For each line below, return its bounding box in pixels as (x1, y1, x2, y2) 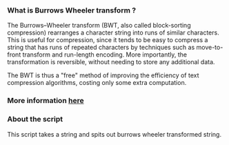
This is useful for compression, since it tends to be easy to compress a (7, 36, 208, 44)
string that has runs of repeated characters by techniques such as (7, 43, 195, 52)
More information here (7, 96, 84, 106)
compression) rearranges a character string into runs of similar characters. (7, 28, 219, 37)
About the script (7, 115, 63, 124)
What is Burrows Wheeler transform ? (7, 6, 137, 15)
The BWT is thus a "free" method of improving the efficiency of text (7, 71, 199, 79)
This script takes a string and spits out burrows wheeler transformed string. (7, 130, 222, 138)
